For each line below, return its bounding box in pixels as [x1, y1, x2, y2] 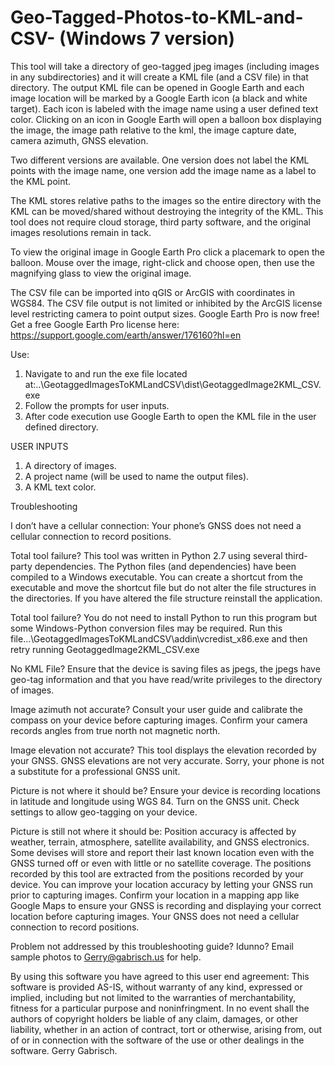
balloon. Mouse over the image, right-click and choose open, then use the [10, 256, 315, 268]
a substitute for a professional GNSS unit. [10, 765, 181, 777]
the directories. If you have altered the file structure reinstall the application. [10, 592, 323, 604]
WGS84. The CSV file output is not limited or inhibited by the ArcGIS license [10, 297, 323, 309]
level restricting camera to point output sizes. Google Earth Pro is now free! [10, 307, 320, 320]
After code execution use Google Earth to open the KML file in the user [24, 410, 317, 422]
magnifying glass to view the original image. [10, 267, 192, 279]
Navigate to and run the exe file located [24, 367, 188, 380]
